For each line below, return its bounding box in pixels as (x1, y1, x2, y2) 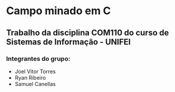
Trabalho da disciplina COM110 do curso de (6, 28, 169, 38)
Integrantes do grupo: (6, 54, 71, 63)
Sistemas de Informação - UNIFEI (6, 37, 131, 47)
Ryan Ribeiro (14, 74, 46, 81)
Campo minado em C (6, 4, 111, 18)
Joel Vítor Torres (14, 68, 56, 75)
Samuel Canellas (14, 80, 56, 87)
